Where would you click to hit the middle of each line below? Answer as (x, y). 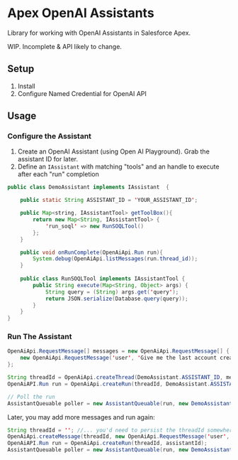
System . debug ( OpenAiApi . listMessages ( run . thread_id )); (115, 259)
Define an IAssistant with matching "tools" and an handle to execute (118, 167)
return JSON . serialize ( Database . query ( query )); (117, 299)
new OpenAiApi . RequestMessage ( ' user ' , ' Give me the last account (119, 358)
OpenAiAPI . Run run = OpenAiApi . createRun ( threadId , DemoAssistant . (109, 384)
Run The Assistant (40, 337)
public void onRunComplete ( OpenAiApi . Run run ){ (91, 252)
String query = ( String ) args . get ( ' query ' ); (112, 292)
